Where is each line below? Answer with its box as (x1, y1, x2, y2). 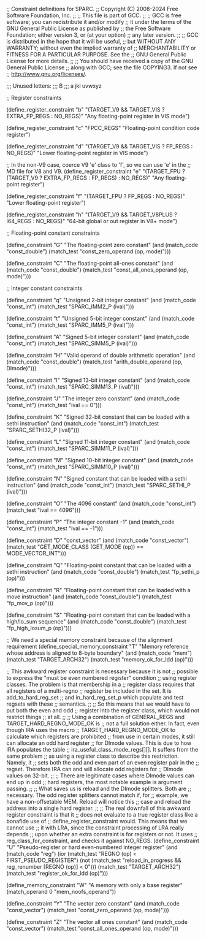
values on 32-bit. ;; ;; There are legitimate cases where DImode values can (6, 772, 195, 779)
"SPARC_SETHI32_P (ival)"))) (6, 426, 80, 433)
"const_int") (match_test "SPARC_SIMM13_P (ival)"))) (6, 383, 140, 390)
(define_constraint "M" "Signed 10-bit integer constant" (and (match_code (6, 457, 194, 463)
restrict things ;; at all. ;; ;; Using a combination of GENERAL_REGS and (6, 714, 185, 720)
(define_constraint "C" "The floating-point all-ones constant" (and (6, 260, 174, 267)
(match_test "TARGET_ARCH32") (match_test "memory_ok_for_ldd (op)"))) (6, 656, 194, 663)
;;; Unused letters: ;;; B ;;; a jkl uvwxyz (6, 82, 102, 90)
